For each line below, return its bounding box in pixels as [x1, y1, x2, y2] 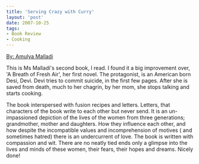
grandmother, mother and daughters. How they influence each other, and [6, 120, 186, 127]
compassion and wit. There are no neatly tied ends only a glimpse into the [6, 140, 188, 146]
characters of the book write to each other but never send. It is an [6, 108, 168, 115]
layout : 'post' [6, 14, 44, 20]
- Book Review [6, 31, 42, 37]
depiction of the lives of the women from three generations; [38, 114, 185, 121]
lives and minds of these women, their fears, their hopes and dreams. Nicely [6, 146, 194, 153]
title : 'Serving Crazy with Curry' [6, 8, 95, 15]
